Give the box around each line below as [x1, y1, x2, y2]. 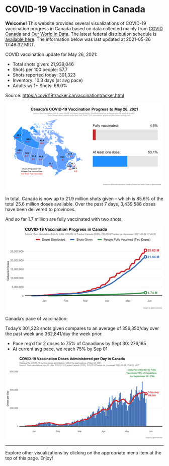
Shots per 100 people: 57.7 [12, 66, 68, 73]
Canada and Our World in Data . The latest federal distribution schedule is [5, 31, 157, 37]
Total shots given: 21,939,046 [12, 61, 74, 67]
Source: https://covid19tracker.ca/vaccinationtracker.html [5, 92, 124, 98]
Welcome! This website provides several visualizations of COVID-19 [5, 20, 146, 26]
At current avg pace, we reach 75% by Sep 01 [12, 346, 108, 352]
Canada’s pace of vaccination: [5, 316, 68, 322]
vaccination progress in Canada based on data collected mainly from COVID [5, 25, 163, 31]
